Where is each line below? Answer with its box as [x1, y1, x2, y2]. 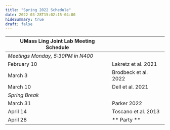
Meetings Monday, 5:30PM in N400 [8, 53, 94, 60]
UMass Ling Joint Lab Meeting [20, 37, 95, 45]
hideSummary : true [5, 17, 44, 22]
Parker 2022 [112, 100, 143, 107]
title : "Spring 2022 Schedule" [5, 7, 71, 13]
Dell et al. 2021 [112, 83, 149, 91]
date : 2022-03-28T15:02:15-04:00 [5, 12, 76, 17]
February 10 [8, 61, 37, 68]
